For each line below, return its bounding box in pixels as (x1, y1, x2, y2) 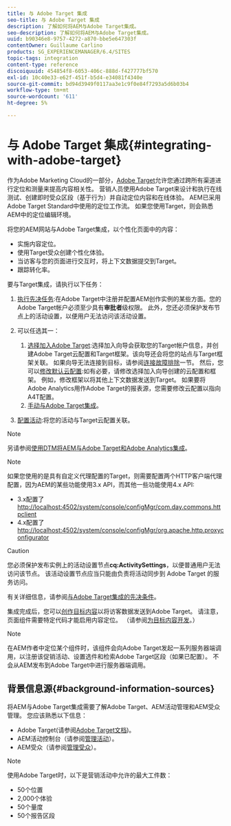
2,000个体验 (16, 794, 53, 802)
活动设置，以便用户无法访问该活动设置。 (35, 312, 150, 320)
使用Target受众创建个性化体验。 (16, 248, 109, 257)
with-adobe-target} (7, 153, 122, 169)
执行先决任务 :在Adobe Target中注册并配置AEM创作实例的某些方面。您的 (16, 294, 222, 303)
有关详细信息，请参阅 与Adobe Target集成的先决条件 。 (7, 592, 160, 600)
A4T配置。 (27, 393, 58, 401)
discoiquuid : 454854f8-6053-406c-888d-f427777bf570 (7, 67, 158, 74)
